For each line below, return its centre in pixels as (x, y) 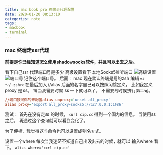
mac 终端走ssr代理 (27, 50)
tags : (11, 23)
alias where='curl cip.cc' (42, 148)
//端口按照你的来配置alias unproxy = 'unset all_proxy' (58, 100)
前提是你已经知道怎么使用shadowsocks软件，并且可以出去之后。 (71, 62)
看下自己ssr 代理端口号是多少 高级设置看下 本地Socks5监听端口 (69, 72)
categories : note (23, 19)
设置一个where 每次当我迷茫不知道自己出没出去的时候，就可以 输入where (79, 141)
